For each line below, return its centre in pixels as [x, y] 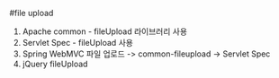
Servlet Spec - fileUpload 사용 [77, 43]
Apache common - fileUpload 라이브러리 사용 [104, 31]
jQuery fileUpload [55, 64]
